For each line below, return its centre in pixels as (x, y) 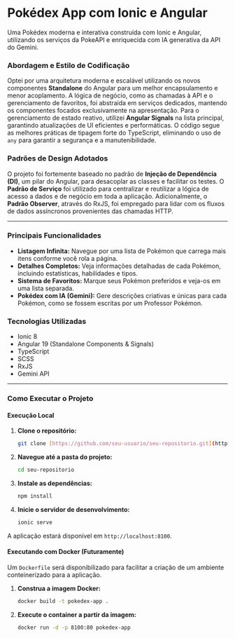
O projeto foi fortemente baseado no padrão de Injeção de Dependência (112, 174)
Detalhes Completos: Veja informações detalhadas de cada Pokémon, (119, 266)
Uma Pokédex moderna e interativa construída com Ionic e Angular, (105, 32)
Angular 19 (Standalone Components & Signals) (86, 344)
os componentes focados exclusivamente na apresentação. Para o (103, 111)
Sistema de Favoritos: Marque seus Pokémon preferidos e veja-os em (119, 280)
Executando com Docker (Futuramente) (66, 552)
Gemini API (34, 374)
